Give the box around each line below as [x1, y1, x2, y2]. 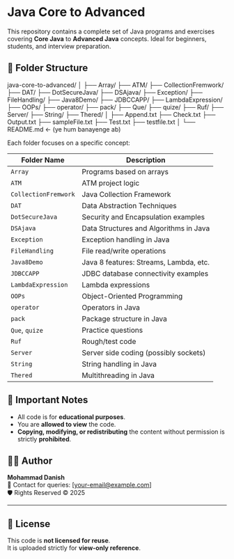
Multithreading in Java [81, 370, 155, 380]
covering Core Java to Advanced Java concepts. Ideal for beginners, [7, 34, 207, 42]
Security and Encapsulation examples [81, 212, 205, 221]
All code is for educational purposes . [17, 412, 126, 421]
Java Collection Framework [81, 189, 171, 199]
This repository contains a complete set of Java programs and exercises [7, 27, 214, 36]
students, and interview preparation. [7, 42, 111, 50]
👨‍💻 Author [7, 455, 53, 466]
